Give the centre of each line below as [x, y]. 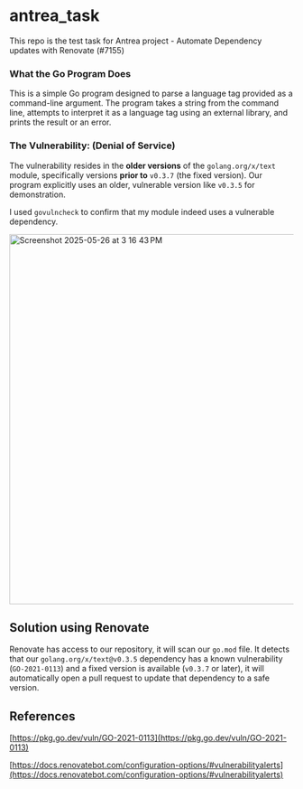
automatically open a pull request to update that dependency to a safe [140, 678]
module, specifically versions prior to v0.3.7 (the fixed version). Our [136, 175]
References [42, 716]
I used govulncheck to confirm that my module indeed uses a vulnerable [142, 211]
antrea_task [55, 16]
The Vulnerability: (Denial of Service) [92, 146]
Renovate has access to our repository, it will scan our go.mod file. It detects [150, 649]
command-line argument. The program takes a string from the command [144, 103]
